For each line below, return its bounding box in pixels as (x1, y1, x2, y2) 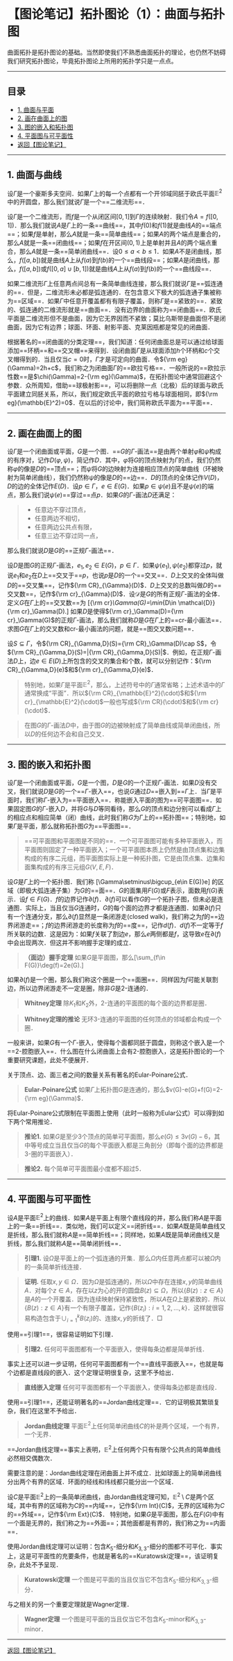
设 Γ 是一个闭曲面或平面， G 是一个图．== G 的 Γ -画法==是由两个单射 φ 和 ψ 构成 (7, 447, 222, 456)
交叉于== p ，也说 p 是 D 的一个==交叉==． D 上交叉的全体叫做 (55, 571, 224, 579)
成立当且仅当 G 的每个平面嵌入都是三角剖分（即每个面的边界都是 (42, 1141, 224, 1149)
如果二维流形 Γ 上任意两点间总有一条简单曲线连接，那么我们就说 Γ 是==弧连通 (7, 280, 223, 288)
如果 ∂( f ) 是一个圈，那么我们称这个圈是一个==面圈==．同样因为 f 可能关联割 (7, 975, 218, 984)
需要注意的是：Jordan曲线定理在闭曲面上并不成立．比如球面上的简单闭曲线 (7, 1468, 222, 1477)
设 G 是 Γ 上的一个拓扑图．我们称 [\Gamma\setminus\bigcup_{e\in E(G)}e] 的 (7, 878, 218, 886)
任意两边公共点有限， (34, 523, 96, 531)
